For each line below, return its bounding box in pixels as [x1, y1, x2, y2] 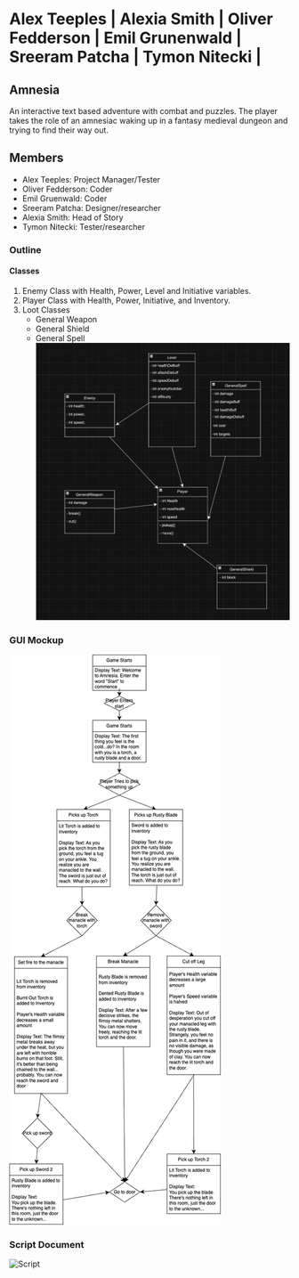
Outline [9, 243, 42, 256]
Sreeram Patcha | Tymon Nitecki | [9, 47, 263, 67]
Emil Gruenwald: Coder [21, 192, 108, 204]
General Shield [35, 323, 90, 334]
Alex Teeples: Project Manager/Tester [21, 174, 161, 184]
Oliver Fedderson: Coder [21, 183, 113, 194]
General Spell [35, 332, 85, 343]
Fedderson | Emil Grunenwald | [9, 28, 242, 48]
